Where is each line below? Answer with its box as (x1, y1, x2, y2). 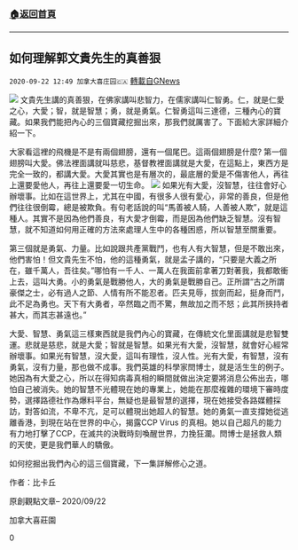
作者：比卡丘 (9, 477, 56, 488)
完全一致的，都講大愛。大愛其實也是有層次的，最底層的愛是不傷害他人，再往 (9, 169, 289, 179)
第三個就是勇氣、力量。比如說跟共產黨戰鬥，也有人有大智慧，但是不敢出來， (9, 243, 289, 254)
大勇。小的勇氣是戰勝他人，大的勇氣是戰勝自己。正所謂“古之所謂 (47, 277, 286, 287)
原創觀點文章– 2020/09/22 (9, 496, 106, 507)
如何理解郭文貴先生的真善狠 (9, 51, 161, 66)
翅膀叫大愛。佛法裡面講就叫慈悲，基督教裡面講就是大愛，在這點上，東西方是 (9, 158, 289, 169)
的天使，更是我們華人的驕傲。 (9, 439, 118, 450)
